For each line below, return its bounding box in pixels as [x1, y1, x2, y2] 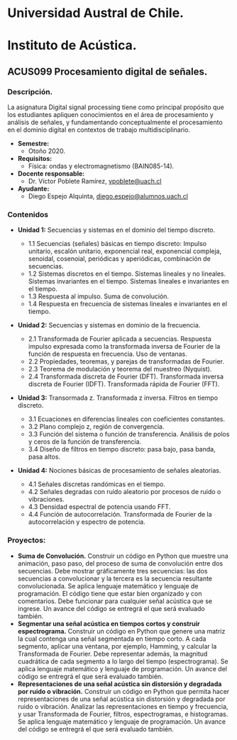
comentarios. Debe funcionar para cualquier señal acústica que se [17, 597, 213, 605]
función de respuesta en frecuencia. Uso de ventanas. [28, 349, 188, 359]
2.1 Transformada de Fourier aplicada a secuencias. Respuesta [28, 335, 211, 343]
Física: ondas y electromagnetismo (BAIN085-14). [28, 162, 175, 171]
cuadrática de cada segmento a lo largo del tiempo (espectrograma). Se [17, 657, 228, 666]
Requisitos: [17, 155, 53, 163]
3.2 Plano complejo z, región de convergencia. [28, 422, 165, 431]
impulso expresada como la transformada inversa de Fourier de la [28, 342, 221, 351]
